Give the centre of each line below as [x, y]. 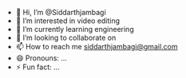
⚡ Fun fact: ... [38, 67]
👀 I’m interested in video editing [68, 21]
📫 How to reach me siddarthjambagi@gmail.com [97, 47]
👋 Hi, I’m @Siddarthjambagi [61, 12]
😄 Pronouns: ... [42, 58]
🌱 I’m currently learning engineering [75, 29]
